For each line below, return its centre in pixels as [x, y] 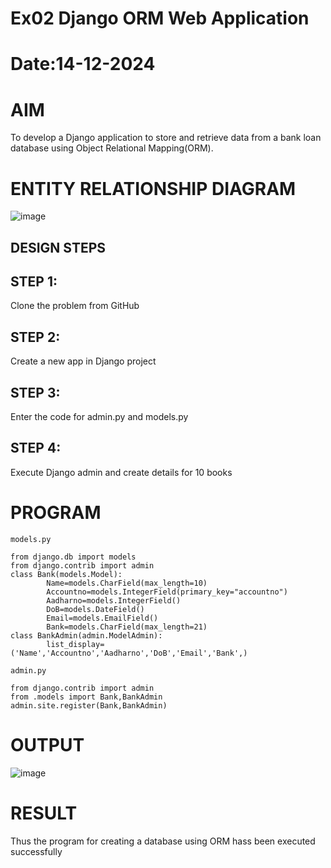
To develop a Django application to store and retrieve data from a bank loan [166, 138]
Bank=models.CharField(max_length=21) [127, 627]
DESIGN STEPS [58, 247]
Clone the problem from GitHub [75, 306]
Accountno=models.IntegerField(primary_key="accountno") [167, 592]
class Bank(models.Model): [66, 574]
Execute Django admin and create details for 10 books [121, 472]
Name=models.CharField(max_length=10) [127, 583]
